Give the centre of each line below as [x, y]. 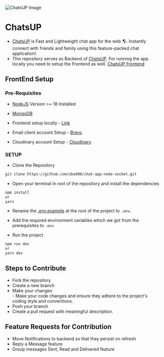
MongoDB [22, 113]
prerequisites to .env [33, 226]
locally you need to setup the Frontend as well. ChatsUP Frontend [78, 64]
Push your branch [30, 306]
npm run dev [17, 244]
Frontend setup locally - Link [41, 123]
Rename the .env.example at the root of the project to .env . [71, 211]
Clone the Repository [34, 165]
